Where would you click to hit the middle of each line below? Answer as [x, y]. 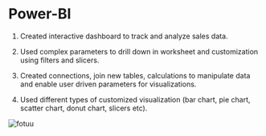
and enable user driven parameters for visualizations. [108, 84]
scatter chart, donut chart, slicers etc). [84, 108]
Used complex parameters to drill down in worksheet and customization [139, 51]
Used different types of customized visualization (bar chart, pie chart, [135, 99]
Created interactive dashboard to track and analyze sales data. [124, 36]
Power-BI [40, 14]
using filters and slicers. [59, 60]
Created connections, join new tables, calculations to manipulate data [135, 75]
